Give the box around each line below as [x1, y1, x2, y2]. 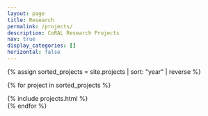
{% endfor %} [7, 101, 47, 110]
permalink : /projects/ [7, 23, 73, 30]
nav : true [7, 36, 36, 43]
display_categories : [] [7, 42, 77, 49]
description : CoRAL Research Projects [7, 29, 120, 37]
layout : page [7, 10, 45, 17]
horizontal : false [7, 49, 61, 56]
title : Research [7, 17, 54, 23]
